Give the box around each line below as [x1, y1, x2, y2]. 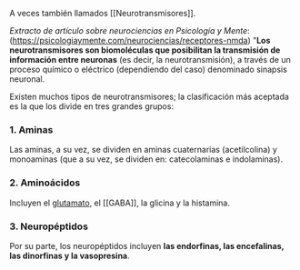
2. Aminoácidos [9, 176, 81, 189]
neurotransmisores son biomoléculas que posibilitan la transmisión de [9, 45, 281, 55]
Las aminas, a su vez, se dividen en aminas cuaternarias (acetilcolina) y [9, 145, 277, 155]
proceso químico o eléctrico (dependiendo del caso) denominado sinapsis [9, 64, 288, 75]
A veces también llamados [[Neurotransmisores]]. [9, 8, 196, 18]
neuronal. [9, 74, 45, 85]
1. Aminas [9, 123, 54, 135]
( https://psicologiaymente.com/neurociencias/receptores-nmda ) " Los [9, 35, 271, 45]
